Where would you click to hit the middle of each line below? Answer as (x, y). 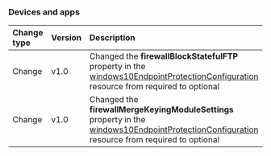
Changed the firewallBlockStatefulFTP (164, 56)
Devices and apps (44, 12)
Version (67, 38)
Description (112, 38)
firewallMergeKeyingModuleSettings (161, 109)
